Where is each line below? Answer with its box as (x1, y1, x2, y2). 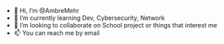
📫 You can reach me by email (13, 29, 101, 37)
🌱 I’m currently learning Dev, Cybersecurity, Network (13, 14, 165, 22)
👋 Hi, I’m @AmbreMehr (13, 7, 80, 14)
